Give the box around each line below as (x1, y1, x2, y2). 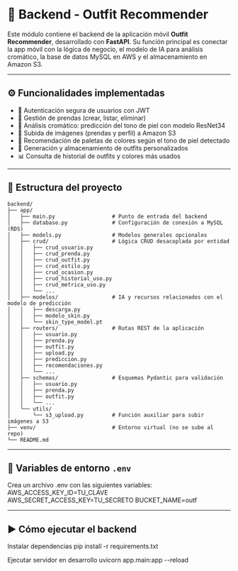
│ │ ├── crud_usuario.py (7, 244, 93, 251)
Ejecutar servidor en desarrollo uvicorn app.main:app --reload (7, 556, 189, 565)
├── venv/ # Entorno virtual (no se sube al (7, 423, 214, 431)
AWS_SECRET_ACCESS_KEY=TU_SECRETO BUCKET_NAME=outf (7, 496, 197, 504)
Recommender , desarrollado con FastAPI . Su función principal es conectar (7, 37, 228, 45)
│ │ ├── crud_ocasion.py (7, 269, 93, 276)
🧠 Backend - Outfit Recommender (7, 6, 209, 23)
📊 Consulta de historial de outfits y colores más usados (17, 152, 181, 160)
